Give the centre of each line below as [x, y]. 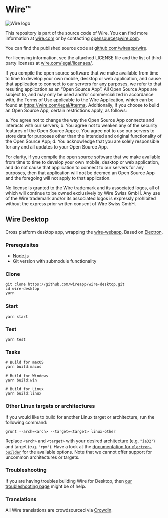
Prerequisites [22, 245]
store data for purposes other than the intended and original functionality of [83, 136]
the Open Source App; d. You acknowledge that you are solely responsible [82, 141]
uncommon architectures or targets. [43, 457]
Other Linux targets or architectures [50, 406]
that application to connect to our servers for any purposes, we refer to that [83, 84]
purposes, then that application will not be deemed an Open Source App [80, 173]
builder [13, 452]
